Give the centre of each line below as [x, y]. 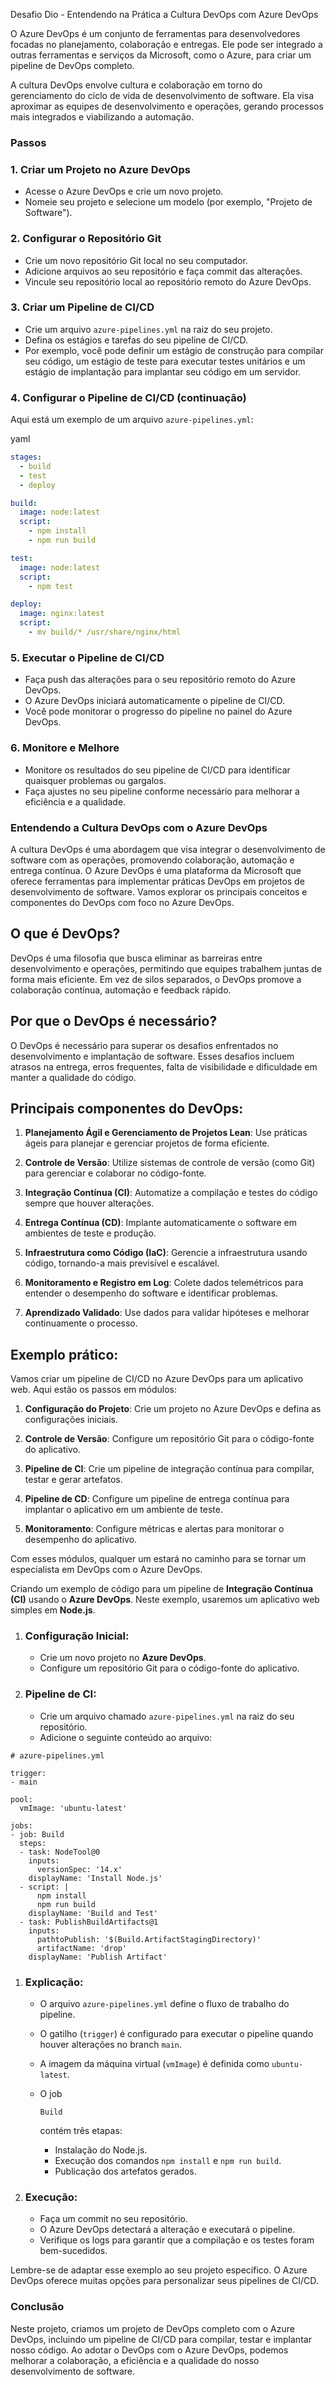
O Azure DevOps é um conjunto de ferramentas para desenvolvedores [155, 33]
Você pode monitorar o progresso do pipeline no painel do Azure [158, 711]
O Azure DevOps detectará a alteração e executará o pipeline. [167, 2230]
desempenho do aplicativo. [81, 1540]
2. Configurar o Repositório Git [86, 239]
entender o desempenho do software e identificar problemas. [151, 1293]
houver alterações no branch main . [111, 2045]
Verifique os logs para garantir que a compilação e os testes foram [177, 2240]
